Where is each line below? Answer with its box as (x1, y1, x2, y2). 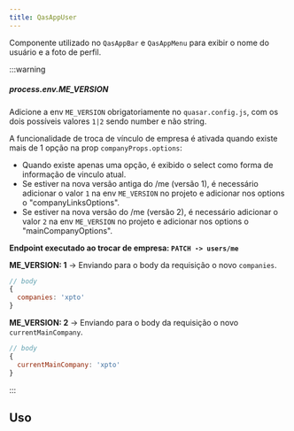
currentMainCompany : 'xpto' (17, 360, 121, 369)
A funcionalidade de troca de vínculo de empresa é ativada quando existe (9, 133, 278, 143)
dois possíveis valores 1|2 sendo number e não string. (9, 116, 207, 127)
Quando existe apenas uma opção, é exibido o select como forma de (21, 159, 274, 170)
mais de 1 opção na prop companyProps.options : (9, 142, 183, 153)
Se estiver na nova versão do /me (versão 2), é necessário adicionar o (21, 206, 279, 217)
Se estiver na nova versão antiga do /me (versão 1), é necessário (21, 178, 259, 189)
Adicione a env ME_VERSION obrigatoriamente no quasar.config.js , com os (9, 106, 279, 117)
